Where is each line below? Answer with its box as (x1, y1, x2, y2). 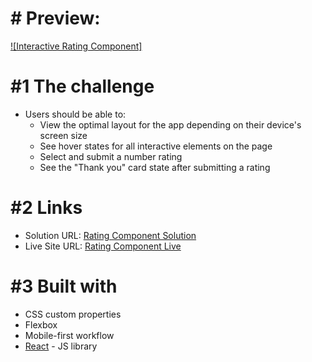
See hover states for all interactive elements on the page (39, 140, 273, 152)
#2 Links (10, 197, 83, 219)
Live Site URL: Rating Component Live (24, 240, 182, 252)
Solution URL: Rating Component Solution (24, 229, 197, 241)
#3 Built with (10, 275, 118, 297)
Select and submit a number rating (39, 150, 183, 162)
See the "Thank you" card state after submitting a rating (39, 161, 271, 173)
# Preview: (10, 7, 101, 30)
